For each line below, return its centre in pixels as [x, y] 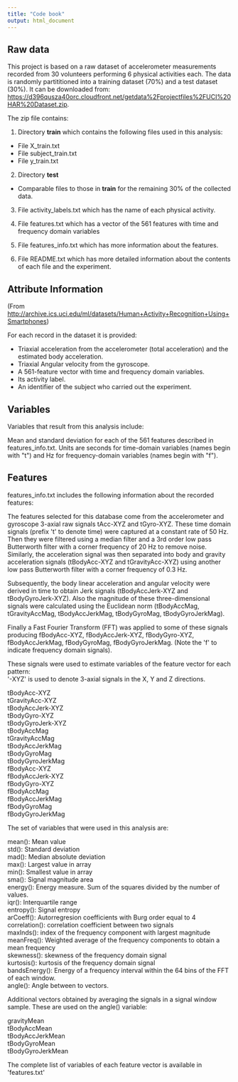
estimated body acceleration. [60, 356]
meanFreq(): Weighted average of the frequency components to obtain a [114, 940]
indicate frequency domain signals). [60, 650]
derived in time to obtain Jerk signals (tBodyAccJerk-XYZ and [98, 591]
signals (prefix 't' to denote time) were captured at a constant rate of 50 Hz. [118, 531]
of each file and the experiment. [64, 267]
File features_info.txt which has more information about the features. [118, 245]
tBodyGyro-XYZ [31, 715]
